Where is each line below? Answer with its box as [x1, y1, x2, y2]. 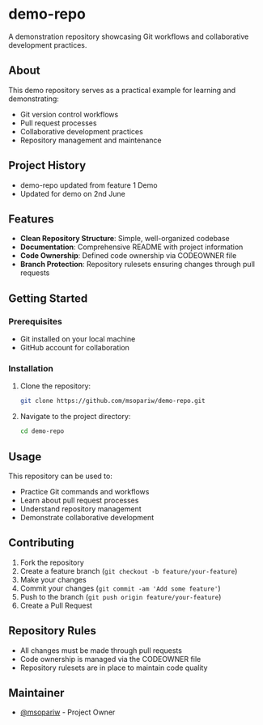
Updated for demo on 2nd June [19, 189, 125, 198]
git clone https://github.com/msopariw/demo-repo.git [19, 397, 206, 405]
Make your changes [19, 574, 87, 584]
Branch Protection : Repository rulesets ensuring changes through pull [19, 260, 255, 269]
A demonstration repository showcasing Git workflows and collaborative [8, 32, 249, 41]
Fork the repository [19, 558, 85, 567]
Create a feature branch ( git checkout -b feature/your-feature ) [19, 566, 238, 575]
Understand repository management [19, 503, 142, 514]
